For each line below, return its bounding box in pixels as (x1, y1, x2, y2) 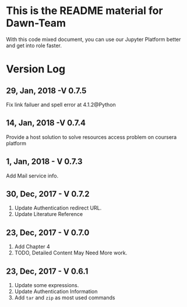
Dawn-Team (6, 16, 66, 30)
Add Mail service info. (6, 172, 59, 179)
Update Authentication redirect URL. (14, 204, 102, 211)
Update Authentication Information (14, 288, 98, 295)
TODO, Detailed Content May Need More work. (14, 249, 128, 256)
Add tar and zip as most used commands (14, 294, 115, 301)
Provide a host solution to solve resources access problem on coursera (6, 133, 177, 141)
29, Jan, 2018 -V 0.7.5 (6, 86, 87, 96)
